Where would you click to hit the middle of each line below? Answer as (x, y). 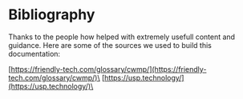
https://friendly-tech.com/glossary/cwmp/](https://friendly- (109, 69)
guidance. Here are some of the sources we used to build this (110, 45)
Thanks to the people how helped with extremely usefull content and (121, 37)
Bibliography (52, 15)
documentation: (34, 53)
